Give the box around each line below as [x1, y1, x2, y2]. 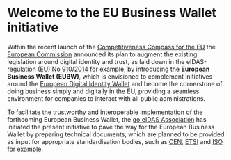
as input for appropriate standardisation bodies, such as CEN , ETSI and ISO [7, 137, 223, 145]
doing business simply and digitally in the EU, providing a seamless [7, 87, 200, 95]
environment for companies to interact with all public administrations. [7, 94, 206, 102]
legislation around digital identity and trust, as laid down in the [7, 57, 185, 65]
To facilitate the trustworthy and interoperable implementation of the [7, 108, 203, 116]
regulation [7, 65, 36, 73]
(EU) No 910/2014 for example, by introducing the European [37, 65, 210, 73]
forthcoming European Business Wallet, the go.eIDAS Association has [7, 115, 207, 123]
